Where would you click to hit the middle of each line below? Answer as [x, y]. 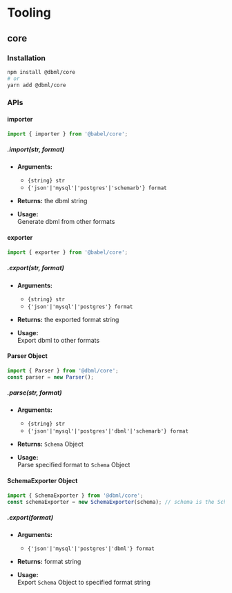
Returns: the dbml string [52, 201]
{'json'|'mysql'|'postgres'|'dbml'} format [91, 549]
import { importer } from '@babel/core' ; [68, 134]
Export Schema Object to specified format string [84, 583]
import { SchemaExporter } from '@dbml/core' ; [75, 496]
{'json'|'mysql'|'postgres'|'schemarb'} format [97, 188]
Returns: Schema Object [50, 444]
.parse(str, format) [35, 393]
